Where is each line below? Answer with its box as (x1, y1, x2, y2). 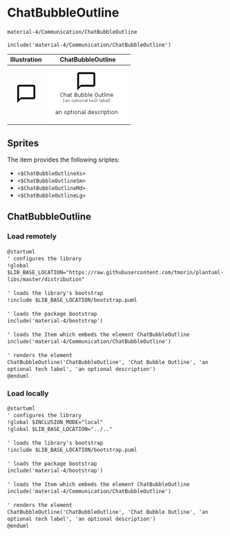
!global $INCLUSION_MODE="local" (7, 419, 104, 425)
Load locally (7, 388, 49, 398)
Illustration (10, 55, 43, 64)
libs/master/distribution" (7, 276, 85, 283)
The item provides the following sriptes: (7, 155, 120, 164)
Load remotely (7, 231, 57, 241)
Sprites (7, 137, 39, 149)
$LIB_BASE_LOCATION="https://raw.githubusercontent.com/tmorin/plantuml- (7, 269, 224, 276)
